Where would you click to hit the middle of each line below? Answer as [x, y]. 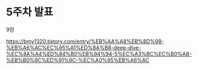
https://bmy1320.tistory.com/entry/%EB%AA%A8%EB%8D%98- [85, 41]
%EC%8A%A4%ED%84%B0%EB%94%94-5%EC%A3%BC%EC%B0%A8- [99, 54]
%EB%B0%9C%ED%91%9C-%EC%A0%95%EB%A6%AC [78, 60]
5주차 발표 [30, 12]
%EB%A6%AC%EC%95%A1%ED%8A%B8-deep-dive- [74, 47]
